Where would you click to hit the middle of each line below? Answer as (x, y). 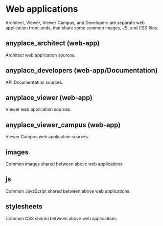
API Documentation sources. (34, 82)
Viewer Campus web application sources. (47, 137)
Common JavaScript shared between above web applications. (68, 191)
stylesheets (24, 207)
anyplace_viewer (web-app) (49, 97)
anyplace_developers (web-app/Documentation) (82, 70)
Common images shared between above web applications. (65, 164)
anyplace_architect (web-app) (53, 43)
